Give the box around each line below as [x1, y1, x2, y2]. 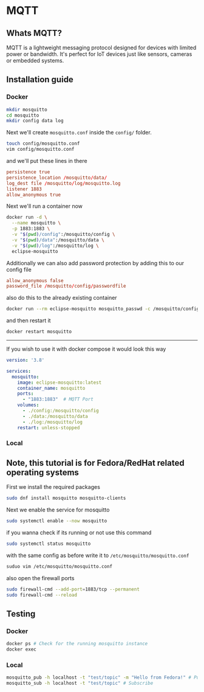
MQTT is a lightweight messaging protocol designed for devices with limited [6, 44, 197, 51]
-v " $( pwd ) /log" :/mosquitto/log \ [12, 243, 99, 249]
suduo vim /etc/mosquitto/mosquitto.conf [6, 563, 113, 569]
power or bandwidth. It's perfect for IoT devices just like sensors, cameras [6, 50, 192, 58]
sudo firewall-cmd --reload [6, 592, 78, 598]
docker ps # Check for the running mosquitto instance [6, 641, 148, 647]
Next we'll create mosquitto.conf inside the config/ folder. [6, 129, 152, 136]
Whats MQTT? [6, 28, 63, 38]
